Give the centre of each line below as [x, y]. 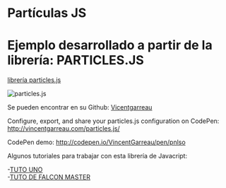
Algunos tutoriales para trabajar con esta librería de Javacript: [97, 156]
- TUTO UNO [25, 170]
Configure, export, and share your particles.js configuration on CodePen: [113, 121]
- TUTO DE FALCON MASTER [49, 177]
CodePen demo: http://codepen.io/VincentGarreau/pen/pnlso [96, 142]
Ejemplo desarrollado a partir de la [110, 46]
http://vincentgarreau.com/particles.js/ [64, 129]
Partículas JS [47, 13]
